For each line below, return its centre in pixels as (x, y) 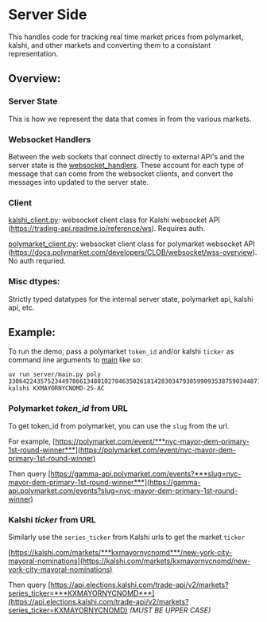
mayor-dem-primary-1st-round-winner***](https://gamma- (104, 482)
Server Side (48, 15)
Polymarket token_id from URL (68, 409)
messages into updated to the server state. (79, 182)
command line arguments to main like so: (75, 360)
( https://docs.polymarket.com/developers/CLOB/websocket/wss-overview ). (133, 252)
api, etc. (21, 307)
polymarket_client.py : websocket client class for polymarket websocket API (132, 244)
